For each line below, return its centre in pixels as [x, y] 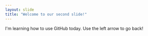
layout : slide [20, 10]
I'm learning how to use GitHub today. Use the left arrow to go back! [74, 28]
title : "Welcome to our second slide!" [46, 14]
